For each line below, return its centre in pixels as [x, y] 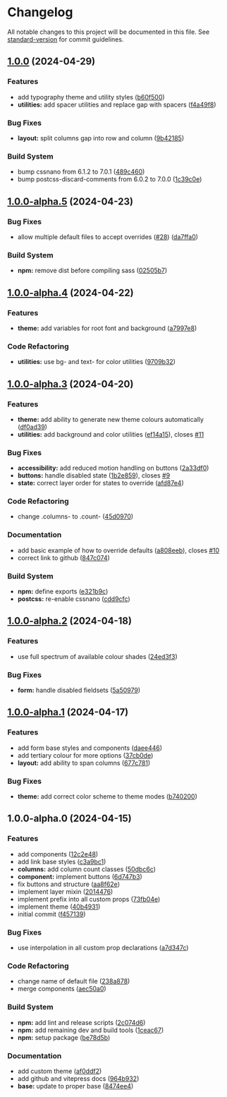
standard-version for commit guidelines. [66, 39]
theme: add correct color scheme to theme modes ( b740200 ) [107, 796]
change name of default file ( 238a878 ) [74, 981]
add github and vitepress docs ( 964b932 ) [78, 1078]
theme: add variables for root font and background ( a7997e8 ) [107, 328]
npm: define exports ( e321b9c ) [63, 592]
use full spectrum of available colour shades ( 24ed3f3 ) [97, 656]
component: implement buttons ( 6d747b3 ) [80, 876]
